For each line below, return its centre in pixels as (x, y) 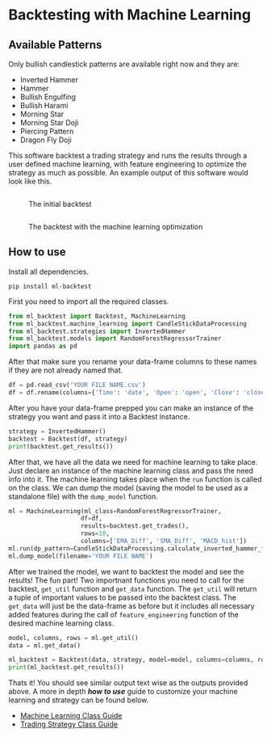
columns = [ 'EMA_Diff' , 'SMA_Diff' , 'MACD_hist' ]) (164, 541)
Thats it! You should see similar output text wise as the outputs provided (128, 683)
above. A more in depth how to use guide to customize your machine (123, 692)
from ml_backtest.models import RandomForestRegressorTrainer (115, 339)
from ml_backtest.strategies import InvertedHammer (97, 331)
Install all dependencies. (48, 272)
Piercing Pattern (47, 131)
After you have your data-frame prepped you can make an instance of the (131, 408)
